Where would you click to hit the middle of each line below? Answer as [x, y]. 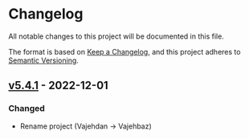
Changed [27, 108]
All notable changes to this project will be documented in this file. [116, 36]
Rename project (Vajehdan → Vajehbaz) [86, 126]
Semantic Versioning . [43, 60]
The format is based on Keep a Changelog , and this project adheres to [124, 51]
